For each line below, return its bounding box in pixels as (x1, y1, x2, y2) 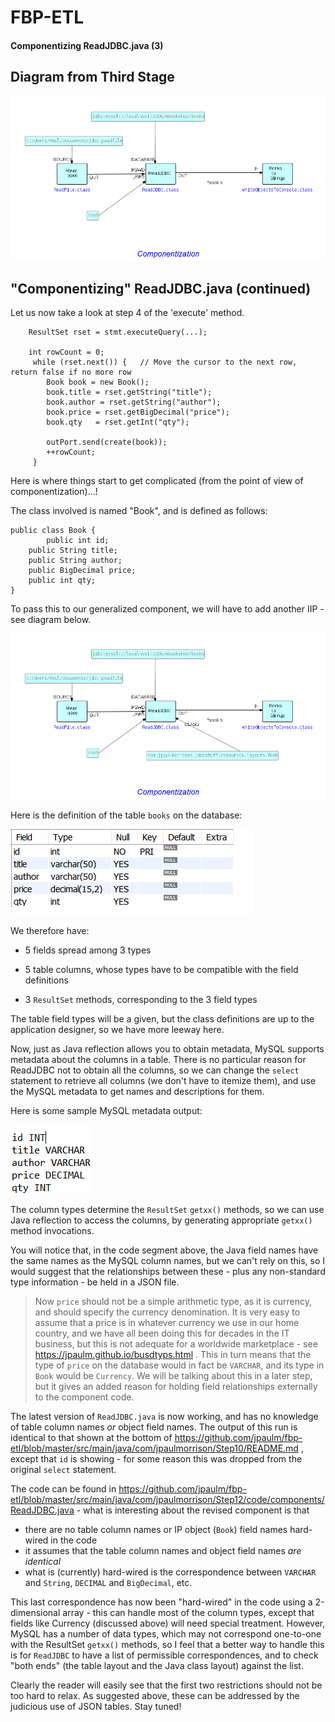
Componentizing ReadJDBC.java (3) (10, 39, 164, 51)
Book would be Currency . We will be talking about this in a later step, (34, 1370, 313, 1382)
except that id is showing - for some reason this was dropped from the (10, 1453, 303, 1465)
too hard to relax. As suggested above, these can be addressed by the (10, 1690, 300, 1702)
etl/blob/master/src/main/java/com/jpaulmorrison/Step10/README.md (10, 1442, 299, 1455)
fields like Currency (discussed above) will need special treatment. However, (10, 1617, 326, 1630)
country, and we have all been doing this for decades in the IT (34, 1327, 290, 1340)
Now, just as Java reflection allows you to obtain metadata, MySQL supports (10, 1043, 325, 1055)
